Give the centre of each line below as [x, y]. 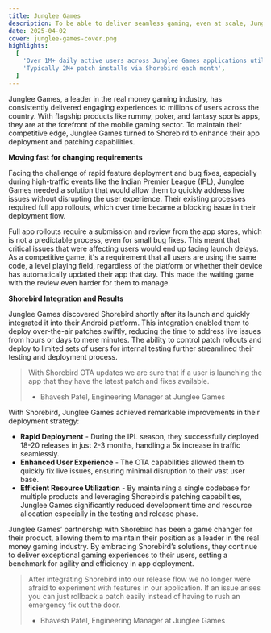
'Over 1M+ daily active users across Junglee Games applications [135, 61]
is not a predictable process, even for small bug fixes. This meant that [124, 239]
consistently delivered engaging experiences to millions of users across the [134, 107]
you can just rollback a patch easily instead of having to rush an [134, 596]
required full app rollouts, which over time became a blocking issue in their [132, 207]
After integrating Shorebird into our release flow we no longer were [140, 579]
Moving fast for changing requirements [75, 157]
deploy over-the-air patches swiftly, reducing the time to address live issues [135, 331]
